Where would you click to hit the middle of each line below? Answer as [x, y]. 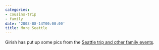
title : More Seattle [26, 28]
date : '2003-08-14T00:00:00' [35, 24]
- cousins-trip [21, 14]
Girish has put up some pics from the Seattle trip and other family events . [80, 42]
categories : [17, 10]
